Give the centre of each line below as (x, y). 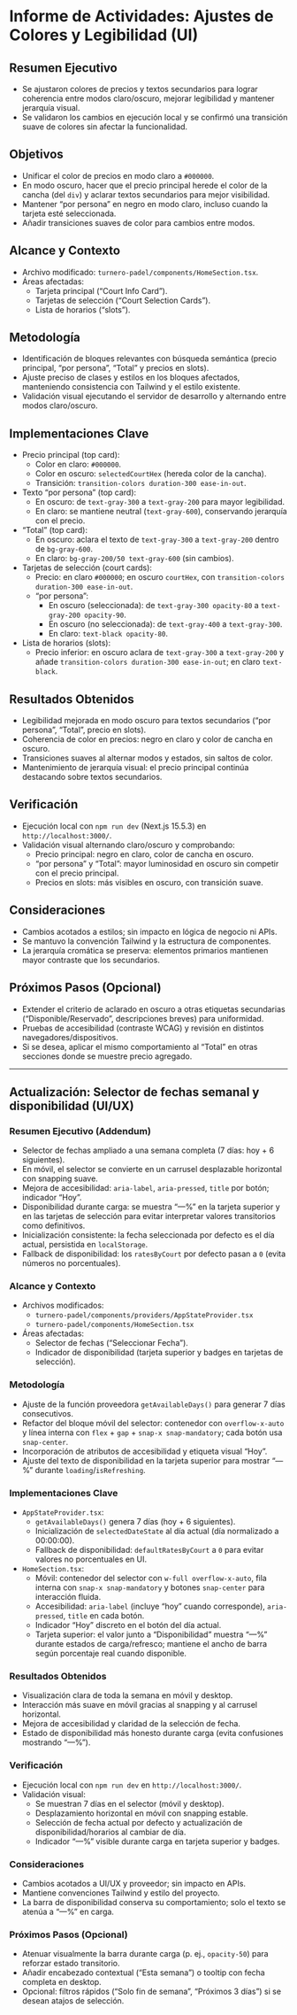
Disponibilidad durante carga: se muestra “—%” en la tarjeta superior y (151, 1207)
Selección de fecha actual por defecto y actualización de (139, 1822)
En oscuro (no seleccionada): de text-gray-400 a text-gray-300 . (165, 624)
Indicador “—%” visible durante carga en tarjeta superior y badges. (157, 1841)
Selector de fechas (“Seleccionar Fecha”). (111, 1343)
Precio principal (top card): (71, 455)
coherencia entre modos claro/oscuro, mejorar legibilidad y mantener (148, 98)
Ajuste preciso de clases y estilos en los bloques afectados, (131, 377)
